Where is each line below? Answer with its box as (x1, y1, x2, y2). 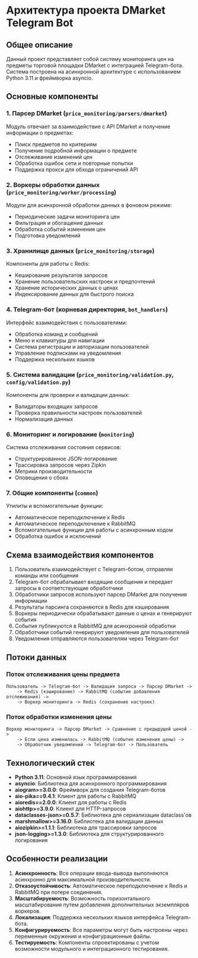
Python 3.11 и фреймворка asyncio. (6, 75, 94, 81)
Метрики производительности (14, 468, 92, 475)
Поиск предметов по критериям (14, 141, 97, 148)
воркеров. (14, 907, 41, 914)
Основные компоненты (6, 91, 98, 101)
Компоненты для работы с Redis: (6, 260, 90, 268)
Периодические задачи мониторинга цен (14, 213, 120, 220)
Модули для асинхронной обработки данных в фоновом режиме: (6, 201, 173, 208)
